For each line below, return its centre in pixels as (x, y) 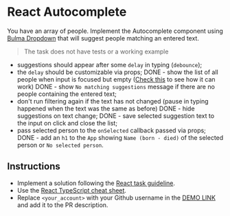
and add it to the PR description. (62, 205)
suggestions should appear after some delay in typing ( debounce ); (110, 64)
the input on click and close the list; (67, 123)
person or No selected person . (60, 145)
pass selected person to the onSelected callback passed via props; (111, 130)
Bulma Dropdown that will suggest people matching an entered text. (103, 38)
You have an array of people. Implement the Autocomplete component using (115, 31)
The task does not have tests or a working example (96, 51)
